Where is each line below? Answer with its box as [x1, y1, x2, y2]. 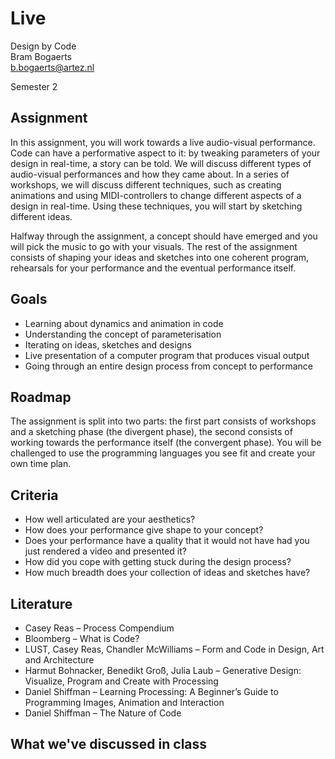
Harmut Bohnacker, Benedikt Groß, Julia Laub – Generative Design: [24, 665, 302, 676]
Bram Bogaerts [10, 50, 72, 62]
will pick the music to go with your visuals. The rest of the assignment [10, 240, 298, 252]
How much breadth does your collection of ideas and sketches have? [24, 567, 311, 579]
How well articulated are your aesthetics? [24, 513, 196, 526]
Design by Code [10, 40, 77, 52]
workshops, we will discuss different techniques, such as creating [10, 178, 282, 191]
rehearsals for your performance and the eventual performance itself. [10, 262, 297, 274]
